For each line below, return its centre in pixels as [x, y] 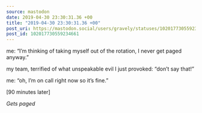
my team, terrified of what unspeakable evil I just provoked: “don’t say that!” [100, 69]
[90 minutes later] [28, 92]
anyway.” [17, 57]
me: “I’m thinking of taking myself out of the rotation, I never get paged [94, 51]
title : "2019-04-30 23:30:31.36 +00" [54, 23]
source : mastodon [28, 12]
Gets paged [21, 104]
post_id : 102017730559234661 [43, 34]
